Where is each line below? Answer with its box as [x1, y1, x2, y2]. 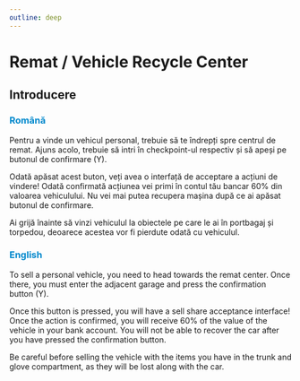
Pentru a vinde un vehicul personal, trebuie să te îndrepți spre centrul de [9, 134, 276, 145]
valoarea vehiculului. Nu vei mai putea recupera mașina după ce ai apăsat [9, 190, 281, 201]
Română [9, 114, 47, 126]
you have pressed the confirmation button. [9, 333, 167, 345]
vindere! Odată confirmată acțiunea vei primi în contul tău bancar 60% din [9, 180, 283, 191]
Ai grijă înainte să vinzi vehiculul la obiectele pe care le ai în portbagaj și [9, 217, 274, 228]
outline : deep [9, 13, 63, 22]
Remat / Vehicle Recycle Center [9, 51, 249, 72]
